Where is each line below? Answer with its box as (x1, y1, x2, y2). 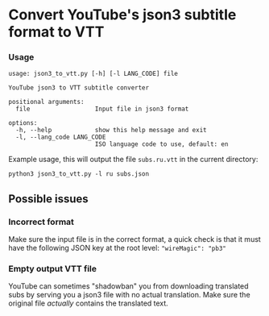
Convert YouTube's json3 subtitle (8, 6, 237, 24)
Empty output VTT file (8, 264, 97, 275)
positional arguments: (8, 98, 85, 106)
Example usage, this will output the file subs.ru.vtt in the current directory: (8, 155, 259, 164)
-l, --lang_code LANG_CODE (15, 133, 106, 142)
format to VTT (8, 23, 105, 41)
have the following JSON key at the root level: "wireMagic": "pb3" (8, 243, 227, 253)
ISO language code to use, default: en (94, 140, 229, 148)
